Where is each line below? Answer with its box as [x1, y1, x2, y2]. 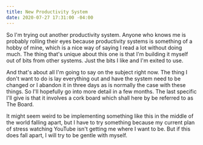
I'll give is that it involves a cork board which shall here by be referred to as [6, 94, 194, 101]
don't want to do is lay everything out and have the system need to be [6, 75, 181, 82]
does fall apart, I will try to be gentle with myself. [6, 131, 128, 139]
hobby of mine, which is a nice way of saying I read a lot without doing [6, 43, 182, 51]
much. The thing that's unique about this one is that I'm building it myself [6, 50, 188, 57]
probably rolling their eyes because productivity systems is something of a [6, 37, 193, 45]
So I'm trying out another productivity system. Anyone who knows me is [6, 31, 186, 38]
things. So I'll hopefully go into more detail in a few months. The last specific [6, 88, 197, 95]
